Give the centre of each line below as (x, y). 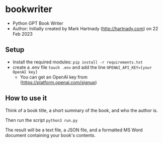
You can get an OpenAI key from (54, 77)
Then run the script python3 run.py (42, 120)
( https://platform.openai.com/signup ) (58, 82)
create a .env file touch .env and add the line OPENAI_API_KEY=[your (82, 67)
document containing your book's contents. (50, 135)
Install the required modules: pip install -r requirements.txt (77, 62)
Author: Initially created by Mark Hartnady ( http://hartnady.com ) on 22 (85, 28)
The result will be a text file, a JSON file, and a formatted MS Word (74, 130)
